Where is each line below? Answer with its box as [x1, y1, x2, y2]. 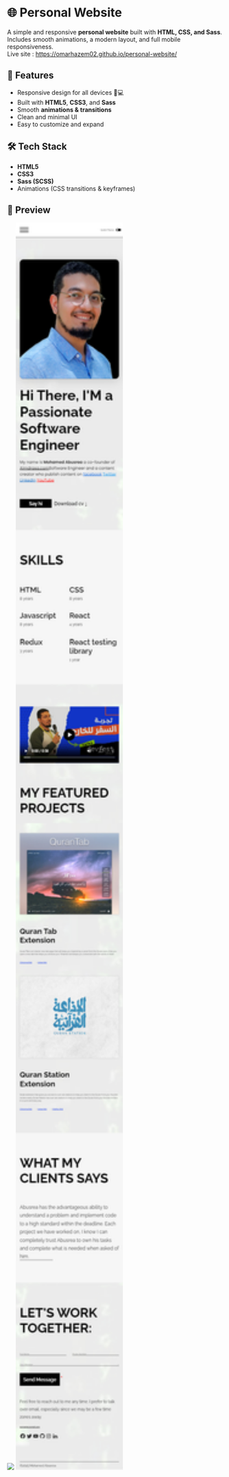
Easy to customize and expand [16, 120, 104, 128]
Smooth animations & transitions [16, 105, 112, 114]
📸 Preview [7, 204, 51, 215]
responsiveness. [7, 43, 53, 51]
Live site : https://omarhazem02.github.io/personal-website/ [7, 49, 177, 58]
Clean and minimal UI [16, 113, 77, 121]
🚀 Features [7, 70, 54, 82]
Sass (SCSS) [16, 177, 54, 185]
